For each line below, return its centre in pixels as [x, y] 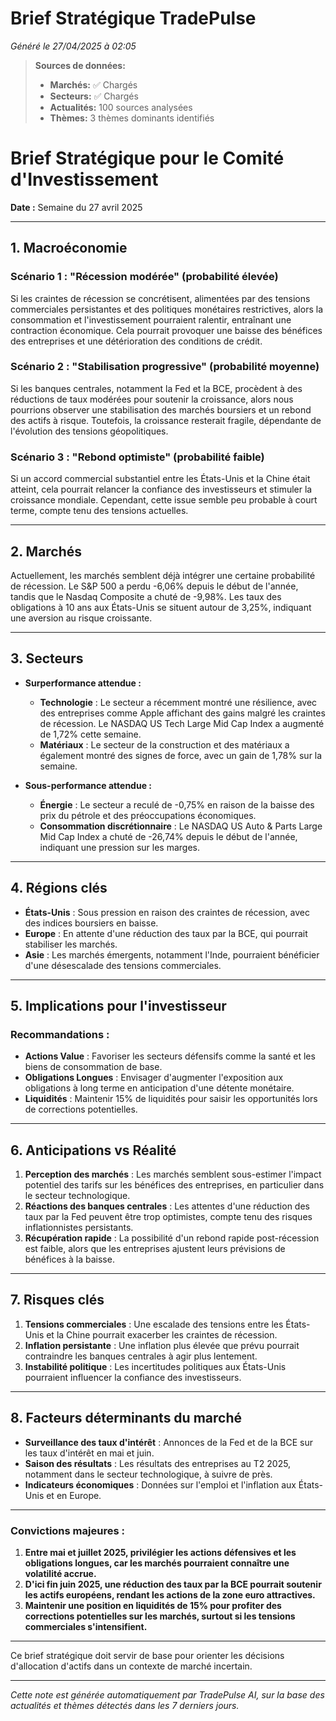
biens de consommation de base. [93, 1067]
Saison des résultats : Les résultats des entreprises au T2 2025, [158, 1463]
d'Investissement [84, 179]
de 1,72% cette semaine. [90, 734]
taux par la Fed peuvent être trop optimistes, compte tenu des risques [168, 1217]
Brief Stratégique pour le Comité [147, 158]
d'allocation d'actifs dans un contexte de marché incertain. [131, 1666]
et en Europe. [74, 1495]
